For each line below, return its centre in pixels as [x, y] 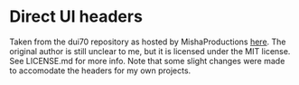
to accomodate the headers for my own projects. [100, 71]
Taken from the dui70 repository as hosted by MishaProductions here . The [148, 42]
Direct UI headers [76, 17]
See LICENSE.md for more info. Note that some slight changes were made [147, 61]
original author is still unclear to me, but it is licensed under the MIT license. [150, 51]
